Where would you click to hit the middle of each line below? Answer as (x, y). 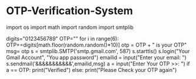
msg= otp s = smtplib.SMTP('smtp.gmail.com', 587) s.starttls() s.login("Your (98, 51)
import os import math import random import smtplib (70, 27)
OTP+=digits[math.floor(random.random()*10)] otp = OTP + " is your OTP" (97, 45)
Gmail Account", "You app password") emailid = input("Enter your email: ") (96, 57)
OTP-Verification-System (70, 11)
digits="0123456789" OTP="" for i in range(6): (62, 38)
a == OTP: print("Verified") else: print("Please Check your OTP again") (92, 70)
